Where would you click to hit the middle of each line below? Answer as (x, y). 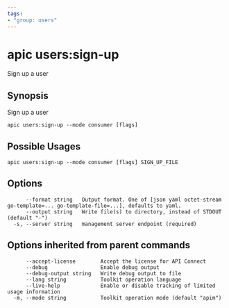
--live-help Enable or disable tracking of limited (120, 286)
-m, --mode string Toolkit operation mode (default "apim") (118, 298)
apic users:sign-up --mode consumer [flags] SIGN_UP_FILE (93, 163)
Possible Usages (44, 146)
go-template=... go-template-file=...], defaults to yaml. (94, 206)
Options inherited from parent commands (99, 245)
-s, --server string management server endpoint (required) (105, 224)
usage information (34, 292)
